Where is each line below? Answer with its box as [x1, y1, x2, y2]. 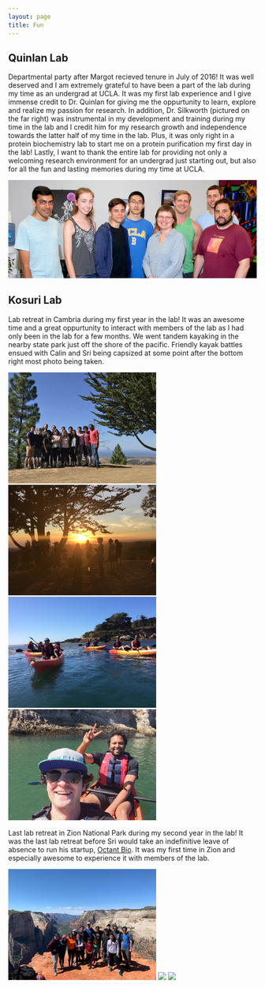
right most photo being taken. [8, 356, 105, 366]
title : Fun [8, 21, 44, 29]
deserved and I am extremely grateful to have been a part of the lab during [8, 80, 251, 90]
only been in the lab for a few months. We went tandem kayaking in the [8, 331, 239, 341]
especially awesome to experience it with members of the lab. [8, 853, 210, 863]
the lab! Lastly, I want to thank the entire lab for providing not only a [8, 148, 227, 157]
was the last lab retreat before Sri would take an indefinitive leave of [8, 836, 230, 846]
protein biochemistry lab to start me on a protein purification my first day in [8, 139, 252, 149]
